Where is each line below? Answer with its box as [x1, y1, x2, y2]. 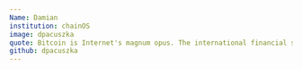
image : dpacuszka [9, 30, 75, 39]
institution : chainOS [9, 22, 91, 30]
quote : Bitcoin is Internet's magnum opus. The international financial [9, 38, 288, 47]
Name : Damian [9, 13, 58, 22]
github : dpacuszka [9, 47, 78, 56]
